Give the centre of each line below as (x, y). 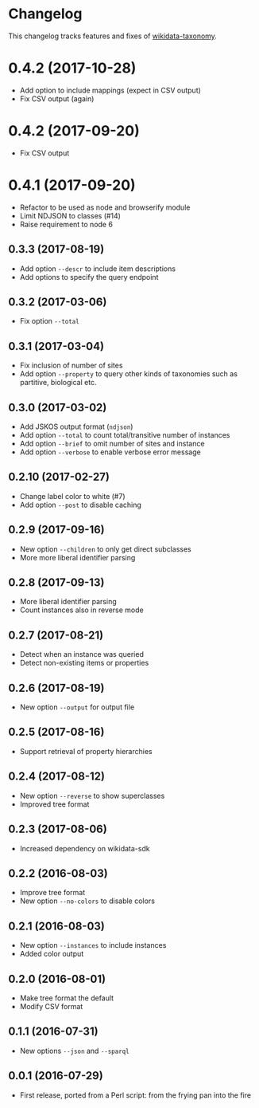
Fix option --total (49, 321)
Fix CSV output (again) (57, 98)
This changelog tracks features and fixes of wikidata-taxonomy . (112, 36)
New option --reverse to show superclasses (92, 796)
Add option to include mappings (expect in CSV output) (110, 90)
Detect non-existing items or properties (84, 663)
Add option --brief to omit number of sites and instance (112, 444)
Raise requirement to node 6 (66, 224)
